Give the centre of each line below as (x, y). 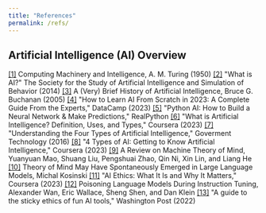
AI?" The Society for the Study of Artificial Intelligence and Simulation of (126, 83)
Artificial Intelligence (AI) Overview (97, 55)
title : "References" (42, 15)
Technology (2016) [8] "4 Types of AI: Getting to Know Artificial (112, 142)
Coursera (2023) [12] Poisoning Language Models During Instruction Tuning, (133, 184)
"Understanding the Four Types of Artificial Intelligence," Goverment (120, 134)
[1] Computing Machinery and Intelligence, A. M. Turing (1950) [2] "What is (130, 74)
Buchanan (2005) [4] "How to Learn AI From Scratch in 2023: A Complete (129, 99)
